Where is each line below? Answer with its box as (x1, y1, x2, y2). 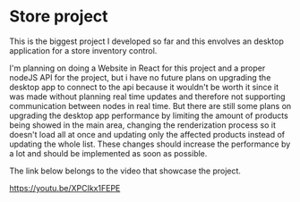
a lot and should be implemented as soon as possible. (9, 147, 208, 158)
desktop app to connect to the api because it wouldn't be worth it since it (9, 81, 279, 92)
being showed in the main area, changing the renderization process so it (9, 119, 276, 130)
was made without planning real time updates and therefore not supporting (9, 91, 286, 102)
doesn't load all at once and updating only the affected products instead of (9, 129, 286, 139)
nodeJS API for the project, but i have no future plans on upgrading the (9, 72, 271, 82)
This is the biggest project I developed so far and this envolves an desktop (9, 36, 284, 46)
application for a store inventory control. (9, 45, 158, 55)
